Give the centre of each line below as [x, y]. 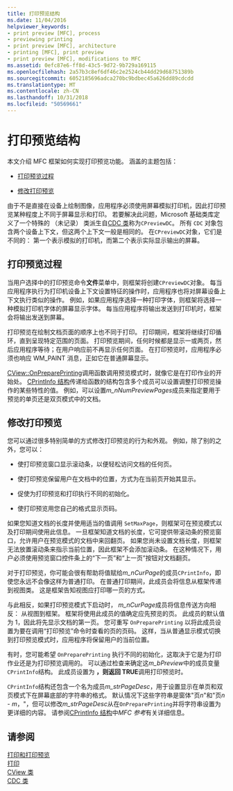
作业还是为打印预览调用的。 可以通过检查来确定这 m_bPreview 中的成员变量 [113, 663]
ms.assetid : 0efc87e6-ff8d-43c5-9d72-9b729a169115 [82, 65]
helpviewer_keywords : [38, 26]
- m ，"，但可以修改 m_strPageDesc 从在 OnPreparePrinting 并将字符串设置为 [114, 704]
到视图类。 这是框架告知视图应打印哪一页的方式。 [78, 590]
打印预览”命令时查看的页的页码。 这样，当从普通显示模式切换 [133, 631]
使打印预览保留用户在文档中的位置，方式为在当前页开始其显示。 [108, 479]
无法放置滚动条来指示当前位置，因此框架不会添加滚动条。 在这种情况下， [111, 549]
